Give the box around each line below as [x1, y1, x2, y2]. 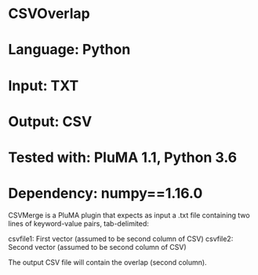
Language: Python [8, 41, 131, 59]
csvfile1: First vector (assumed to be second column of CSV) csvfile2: [8, 233, 234, 244]
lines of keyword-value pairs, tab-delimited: [8, 218, 149, 228]
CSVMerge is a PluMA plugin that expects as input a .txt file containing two [8, 210, 250, 220]
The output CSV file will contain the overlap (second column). [8, 257, 207, 267]
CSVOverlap [8, 5, 90, 23]
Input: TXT [8, 76, 79, 94]
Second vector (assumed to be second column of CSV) [8, 242, 187, 251]
